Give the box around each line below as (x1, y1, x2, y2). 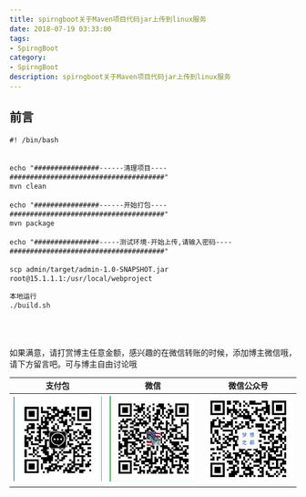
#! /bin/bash (9, 135, 59, 145)
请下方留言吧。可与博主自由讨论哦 (9, 358, 138, 369)
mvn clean (9, 181, 47, 191)
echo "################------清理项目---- (9, 163, 168, 172)
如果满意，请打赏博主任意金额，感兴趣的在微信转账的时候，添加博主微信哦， (9, 347, 297, 357)
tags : (9, 34, 30, 43)
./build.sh (9, 301, 51, 310)
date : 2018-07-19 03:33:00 (9, 24, 112, 34)
